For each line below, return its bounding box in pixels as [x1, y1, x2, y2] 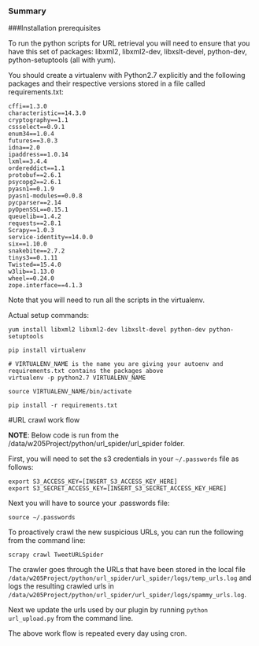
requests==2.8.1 [8, 220, 61, 227]
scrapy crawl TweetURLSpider [8, 551, 104, 559]
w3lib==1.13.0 [8, 268, 55, 276]
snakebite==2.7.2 [8, 247, 65, 255]
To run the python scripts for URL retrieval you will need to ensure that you [8, 39, 250, 48]
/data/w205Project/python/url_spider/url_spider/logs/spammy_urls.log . [8, 590, 246, 600]
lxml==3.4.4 [8, 157, 47, 166]
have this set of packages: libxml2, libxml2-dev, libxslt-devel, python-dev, [8, 47, 247, 57]
